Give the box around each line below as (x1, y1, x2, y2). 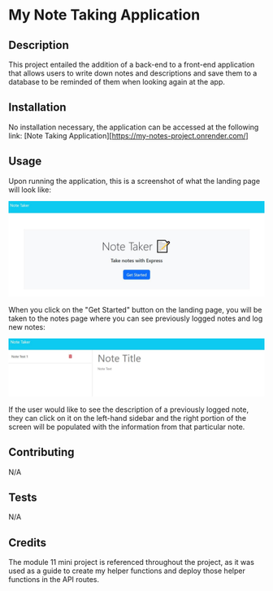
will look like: (8, 185, 51, 195)
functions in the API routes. (8, 575, 100, 584)
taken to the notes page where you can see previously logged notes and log (8, 313, 263, 323)
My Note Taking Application (8, 6, 201, 24)
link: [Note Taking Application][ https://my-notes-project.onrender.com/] (8, 130, 249, 140)
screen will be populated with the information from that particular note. (8, 422, 245, 431)
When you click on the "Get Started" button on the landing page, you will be (8, 304, 262, 314)
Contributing (8, 445, 75, 459)
